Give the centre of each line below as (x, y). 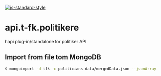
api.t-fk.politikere (42, 28)
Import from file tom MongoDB (53, 57)
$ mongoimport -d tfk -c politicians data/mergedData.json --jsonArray (80, 69)
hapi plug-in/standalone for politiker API (46, 41)
